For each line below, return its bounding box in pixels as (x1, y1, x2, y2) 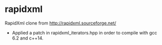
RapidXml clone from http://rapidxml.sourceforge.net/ (5, 20, 117, 26)
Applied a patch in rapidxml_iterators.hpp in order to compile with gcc (12, 29, 157, 35)
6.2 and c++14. (12, 35, 43, 41)
